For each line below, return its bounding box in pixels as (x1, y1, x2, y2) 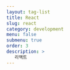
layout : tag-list (6, 9, 51, 15)
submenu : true (6, 37, 43, 43)
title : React (6, 15, 40, 21)
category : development (6, 26, 64, 32)
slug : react (6, 20, 37, 26)
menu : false (6, 32, 37, 38)
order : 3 (6, 43, 29, 49)
